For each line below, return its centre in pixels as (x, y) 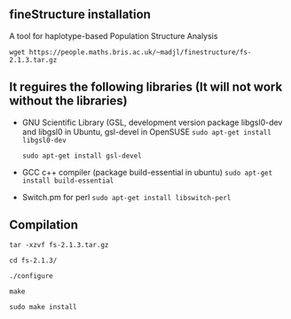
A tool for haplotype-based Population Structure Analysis (114, 35)
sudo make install (43, 307)
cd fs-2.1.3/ (33, 261)
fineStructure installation (80, 15)
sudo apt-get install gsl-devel (82, 156)
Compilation (43, 225)
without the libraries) (68, 101)
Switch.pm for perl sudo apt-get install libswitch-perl (126, 197)
